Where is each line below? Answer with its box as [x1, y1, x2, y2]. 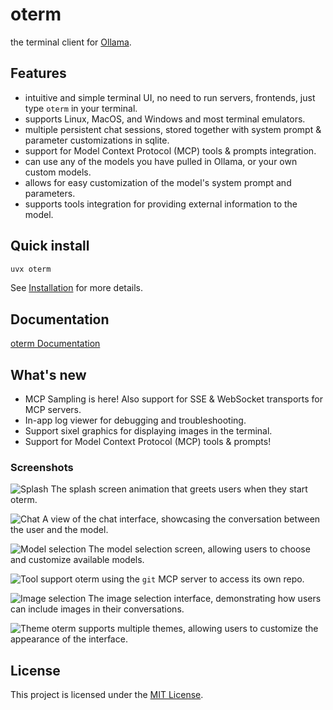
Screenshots [10, 460, 74, 474]
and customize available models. [10, 554, 145, 566]
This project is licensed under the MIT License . [10, 689, 204, 701]
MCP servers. [24, 404, 82, 416]
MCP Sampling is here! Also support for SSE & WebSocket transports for [24, 393, 324, 405]
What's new [10, 366, 87, 383]
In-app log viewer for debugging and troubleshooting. [24, 414, 247, 427]
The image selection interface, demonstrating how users [88, 593, 322, 605]
